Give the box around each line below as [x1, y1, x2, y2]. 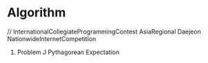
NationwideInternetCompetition [7, 34, 96, 42]
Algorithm [7, 5, 66, 21]
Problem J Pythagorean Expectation [17, 48, 120, 56]
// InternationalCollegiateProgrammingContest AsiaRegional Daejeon [7, 27, 201, 36]
